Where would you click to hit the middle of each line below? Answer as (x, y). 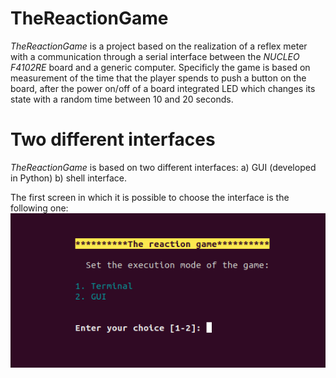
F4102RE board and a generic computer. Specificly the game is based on (160, 67)
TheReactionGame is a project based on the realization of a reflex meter (159, 46)
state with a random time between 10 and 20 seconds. (122, 99)
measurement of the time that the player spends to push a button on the (158, 78)
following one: (39, 208)
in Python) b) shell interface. (68, 178)
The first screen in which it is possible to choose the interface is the (150, 197)
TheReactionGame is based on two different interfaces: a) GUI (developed (163, 167)
